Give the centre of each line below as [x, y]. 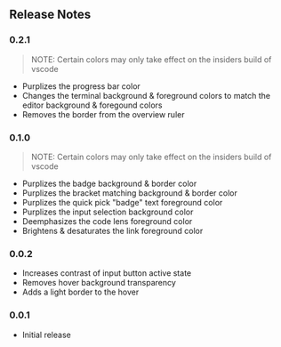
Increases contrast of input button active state [107, 273]
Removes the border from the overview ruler [103, 114]
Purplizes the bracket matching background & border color [129, 193]
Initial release [46, 335]
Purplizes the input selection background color [108, 212]
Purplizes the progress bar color [81, 86]
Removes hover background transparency [99, 283]
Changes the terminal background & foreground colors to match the [146, 95]
